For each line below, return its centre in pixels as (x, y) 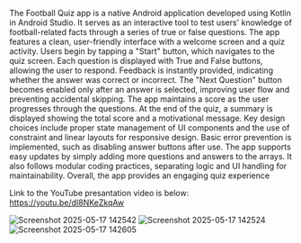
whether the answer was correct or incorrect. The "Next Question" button (146, 80)
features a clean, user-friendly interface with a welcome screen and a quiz (147, 41)
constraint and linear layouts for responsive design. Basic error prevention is (150, 137)
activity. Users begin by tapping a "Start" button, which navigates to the (142, 51)
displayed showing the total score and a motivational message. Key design (147, 118)
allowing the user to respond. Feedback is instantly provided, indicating (142, 70)
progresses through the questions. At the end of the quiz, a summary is (141, 108)
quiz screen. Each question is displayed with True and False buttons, (136, 61)
